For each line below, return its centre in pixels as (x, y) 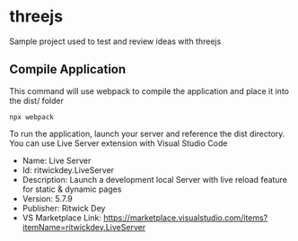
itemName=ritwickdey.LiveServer (84, 227)
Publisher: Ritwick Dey (64, 208)
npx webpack (31, 117)
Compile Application (68, 69)
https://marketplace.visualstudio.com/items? (185, 218)
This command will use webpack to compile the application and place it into (149, 90)
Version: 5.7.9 (48, 198)
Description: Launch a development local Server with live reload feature (154, 179)
